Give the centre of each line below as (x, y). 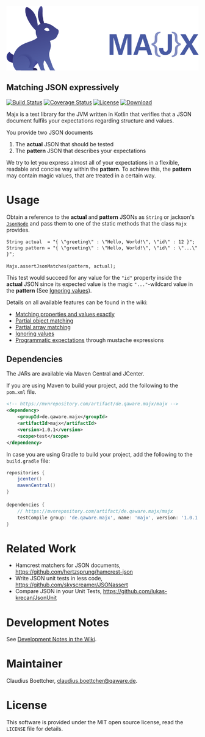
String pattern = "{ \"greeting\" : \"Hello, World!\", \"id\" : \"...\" (102, 248)
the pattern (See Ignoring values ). (49, 290)
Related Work (41, 548)
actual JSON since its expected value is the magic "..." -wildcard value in (100, 284)
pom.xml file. (21, 392)
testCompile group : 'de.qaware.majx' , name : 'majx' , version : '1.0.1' (109, 518)
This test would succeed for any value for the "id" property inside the (94, 277)
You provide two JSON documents (50, 132)
